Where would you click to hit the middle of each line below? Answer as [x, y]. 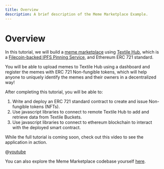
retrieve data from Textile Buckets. [47, 117]
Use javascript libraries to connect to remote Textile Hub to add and [81, 112]
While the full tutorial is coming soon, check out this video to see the [74, 137]
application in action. [26, 142]
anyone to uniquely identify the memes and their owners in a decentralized [81, 77]
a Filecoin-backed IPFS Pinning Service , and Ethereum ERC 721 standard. [79, 57]
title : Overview [22, 10]
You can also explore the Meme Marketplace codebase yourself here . [75, 161]
